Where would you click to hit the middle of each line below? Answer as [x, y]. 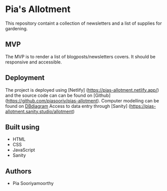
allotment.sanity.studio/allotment [39, 111]
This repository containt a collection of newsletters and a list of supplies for [84, 23]
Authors [18, 171]
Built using [22, 127]
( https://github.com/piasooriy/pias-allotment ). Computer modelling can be [82, 101]
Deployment [25, 78]
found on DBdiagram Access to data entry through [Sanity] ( [68, 106]
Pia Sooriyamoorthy [33, 183]
